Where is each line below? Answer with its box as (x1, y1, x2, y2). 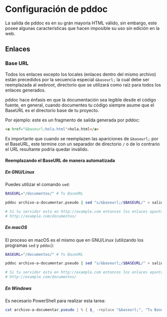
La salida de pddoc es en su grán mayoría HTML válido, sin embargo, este (5, 20, 158, 26)
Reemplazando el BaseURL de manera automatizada (5, 158, 115, 164)
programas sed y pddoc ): (5, 242, 55, 248)
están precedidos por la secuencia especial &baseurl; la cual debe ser (5, 76, 150, 83)
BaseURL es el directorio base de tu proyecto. (5, 107, 99, 113)
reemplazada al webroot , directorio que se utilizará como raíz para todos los (5, 82, 162, 88)
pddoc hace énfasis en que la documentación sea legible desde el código (5, 97, 157, 103)
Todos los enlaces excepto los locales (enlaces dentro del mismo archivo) (5, 71, 157, 77)
